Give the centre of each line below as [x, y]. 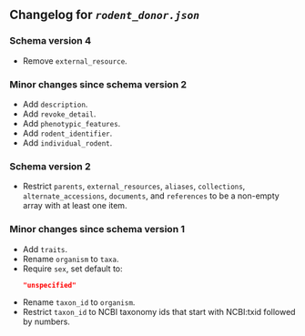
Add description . [55, 104]
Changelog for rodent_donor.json [105, 15]
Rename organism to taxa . [71, 259]
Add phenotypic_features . [71, 123]
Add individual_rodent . [67, 143]
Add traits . [45, 249]
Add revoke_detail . [59, 114]
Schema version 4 [51, 41]
